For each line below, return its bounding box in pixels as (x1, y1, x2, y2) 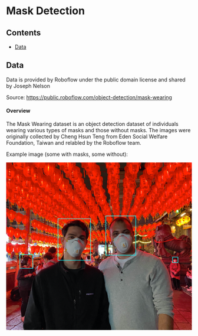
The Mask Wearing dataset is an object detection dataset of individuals (6, 120, 179, 128)
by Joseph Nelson (6, 82, 50, 89)
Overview (6, 107, 31, 115)
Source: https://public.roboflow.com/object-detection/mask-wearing (6, 93, 173, 101)
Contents (6, 28, 41, 38)
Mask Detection (6, 4, 85, 18)
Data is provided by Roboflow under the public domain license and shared (6, 76, 186, 83)
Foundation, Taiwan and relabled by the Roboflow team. (6, 139, 141, 146)
